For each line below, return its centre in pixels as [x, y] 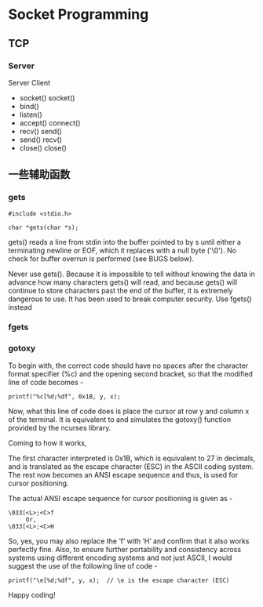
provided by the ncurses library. [60, 427]
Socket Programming [79, 15]
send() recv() [41, 140]
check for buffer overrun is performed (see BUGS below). [101, 258]
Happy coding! [32, 594]
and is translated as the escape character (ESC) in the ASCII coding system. [131, 466]
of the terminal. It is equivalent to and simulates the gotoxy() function [120, 419]
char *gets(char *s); [44, 227]
